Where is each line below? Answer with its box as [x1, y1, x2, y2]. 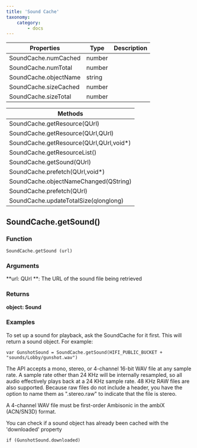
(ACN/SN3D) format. [6, 408, 56, 415]
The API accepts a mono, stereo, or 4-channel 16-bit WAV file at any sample [6, 365, 192, 372]
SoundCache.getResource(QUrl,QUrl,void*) [9, 139, 131, 147]
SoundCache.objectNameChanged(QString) [9, 177, 132, 185]
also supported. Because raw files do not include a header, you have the [6, 383, 183, 391]
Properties [29, 44, 60, 52]
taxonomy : [6, 14, 31, 20]
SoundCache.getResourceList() [9, 149, 97, 157]
